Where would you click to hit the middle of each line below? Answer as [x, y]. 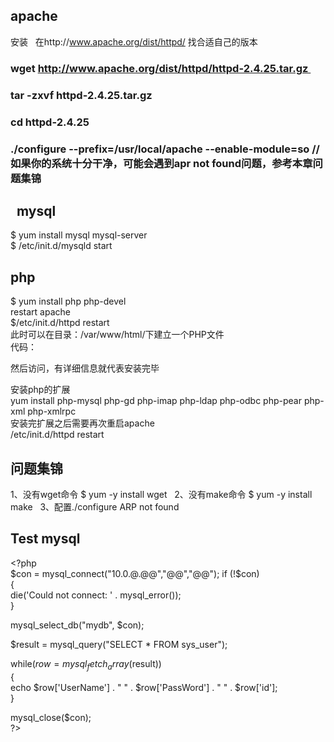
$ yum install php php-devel [68, 301]
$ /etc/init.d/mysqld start [61, 246]
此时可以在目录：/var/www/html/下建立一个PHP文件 [117, 335]
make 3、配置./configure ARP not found [95, 506]
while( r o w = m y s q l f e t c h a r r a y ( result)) [86, 664]
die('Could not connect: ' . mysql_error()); [96, 595]
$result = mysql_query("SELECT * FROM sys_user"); [119, 644]
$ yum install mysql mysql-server [79, 235]
